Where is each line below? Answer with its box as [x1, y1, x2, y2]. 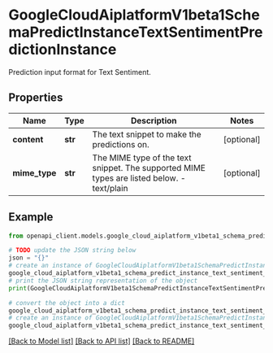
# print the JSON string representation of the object [8, 277, 198, 285]
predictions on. [92, 138, 150, 150]
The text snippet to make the [92, 129, 201, 140]
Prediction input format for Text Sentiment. [8, 67, 152, 76]
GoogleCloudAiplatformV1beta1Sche [8, 6, 260, 24]
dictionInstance [8, 41, 117, 59]
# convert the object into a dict [8, 299, 126, 307]
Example [8, 210, 54, 224]
